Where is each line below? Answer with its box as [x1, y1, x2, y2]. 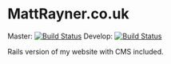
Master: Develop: [7, 31, 113, 41]
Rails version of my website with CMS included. [7, 46, 165, 56]
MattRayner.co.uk [7, 5, 129, 23]
